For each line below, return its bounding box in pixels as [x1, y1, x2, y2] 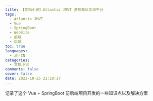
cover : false [5, 71, 32, 76]
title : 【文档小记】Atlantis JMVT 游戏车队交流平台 [5, 7, 103, 12]
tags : [5, 12, 16, 17]
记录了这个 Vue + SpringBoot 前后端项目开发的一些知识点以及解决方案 [5, 90, 148, 96]
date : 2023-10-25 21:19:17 [5, 76, 61, 81]
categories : [5, 58, 30, 63]
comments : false [5, 67, 39, 72]
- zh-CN [9, 53, 26, 58]
